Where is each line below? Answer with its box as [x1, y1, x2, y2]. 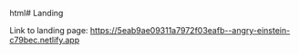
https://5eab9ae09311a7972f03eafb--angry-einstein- [89, 25, 291, 35]
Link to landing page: [9, 25, 88, 35]
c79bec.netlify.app [9, 35, 80, 45]
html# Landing [9, 8, 64, 18]
